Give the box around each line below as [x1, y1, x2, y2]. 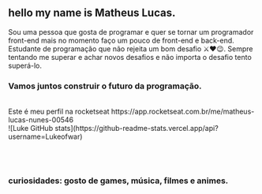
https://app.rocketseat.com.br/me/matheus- [110, 106, 255, 117]
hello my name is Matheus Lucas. [8, 6, 176, 20]
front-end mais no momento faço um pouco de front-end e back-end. [8, 35, 234, 45]
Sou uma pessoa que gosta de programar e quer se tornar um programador [8, 27, 254, 36]
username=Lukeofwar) [8, 132, 83, 141]
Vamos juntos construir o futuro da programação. [8, 80, 202, 91]
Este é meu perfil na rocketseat [8, 106, 110, 117]
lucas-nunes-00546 [8, 115, 74, 125]
